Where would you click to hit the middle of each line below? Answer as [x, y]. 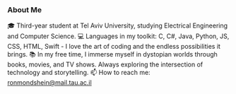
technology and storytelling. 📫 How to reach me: [79, 73]
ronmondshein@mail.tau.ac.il [49, 83]
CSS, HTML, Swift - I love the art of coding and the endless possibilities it [114, 47]
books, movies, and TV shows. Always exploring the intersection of [105, 64]
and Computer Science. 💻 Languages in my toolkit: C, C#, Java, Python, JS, [118, 36]
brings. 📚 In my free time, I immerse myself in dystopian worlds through [112, 54]
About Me [25, 10]
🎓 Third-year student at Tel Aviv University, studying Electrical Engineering [118, 25]
